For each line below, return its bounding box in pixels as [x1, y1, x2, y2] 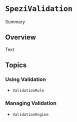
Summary [5, 18, 25, 24]
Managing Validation [5, 99, 56, 106]
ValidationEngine [12, 112, 49, 117]
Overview [5, 33, 36, 41]
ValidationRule [12, 88, 44, 93]
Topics [5, 61, 27, 69]
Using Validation [5, 76, 46, 83]
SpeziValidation [5, 4, 72, 13]
